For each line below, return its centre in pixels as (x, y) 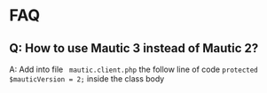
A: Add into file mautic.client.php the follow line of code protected (134, 69)
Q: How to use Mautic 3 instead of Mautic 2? (134, 48)
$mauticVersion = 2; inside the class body (87, 79)
